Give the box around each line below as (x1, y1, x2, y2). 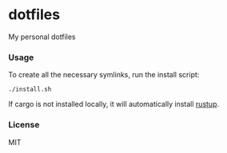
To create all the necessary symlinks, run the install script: (8, 70, 200, 80)
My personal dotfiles (8, 32, 76, 41)
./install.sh (8, 85, 52, 93)
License (8, 120, 40, 131)
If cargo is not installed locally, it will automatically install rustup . (8, 100, 220, 109)
